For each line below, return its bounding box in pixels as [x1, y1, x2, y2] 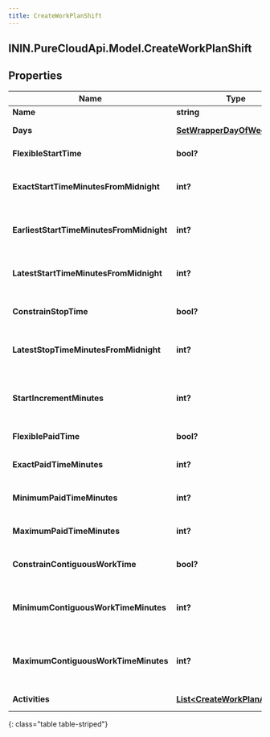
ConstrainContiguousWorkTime [12, 558, 137, 569]
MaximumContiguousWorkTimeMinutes [12, 655, 169, 666]
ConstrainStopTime [12, 305, 88, 317]
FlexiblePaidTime [12, 430, 80, 441]
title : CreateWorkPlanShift [8, 11, 103, 20]
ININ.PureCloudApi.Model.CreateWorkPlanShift [8, 42, 252, 56]
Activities [12, 694, 50, 705]
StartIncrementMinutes [12, 392, 104, 404]
